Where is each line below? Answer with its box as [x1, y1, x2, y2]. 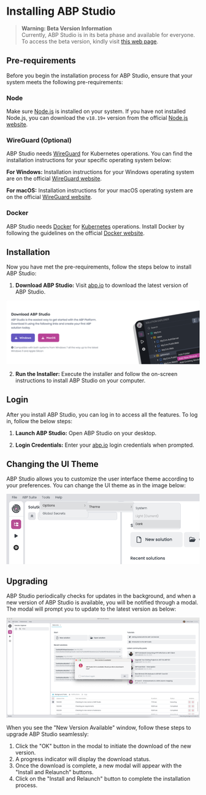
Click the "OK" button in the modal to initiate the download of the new [15, 742, 191, 750]
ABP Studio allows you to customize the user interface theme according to [6, 475, 194, 483]
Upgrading [6, 576, 48, 586]
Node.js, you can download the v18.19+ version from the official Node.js [6, 114, 188, 122]
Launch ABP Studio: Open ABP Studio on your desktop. [15, 429, 157, 437]
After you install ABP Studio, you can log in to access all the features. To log [6, 410, 198, 418]
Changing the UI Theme [6, 459, 99, 469]
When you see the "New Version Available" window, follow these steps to [6, 724, 191, 732]
